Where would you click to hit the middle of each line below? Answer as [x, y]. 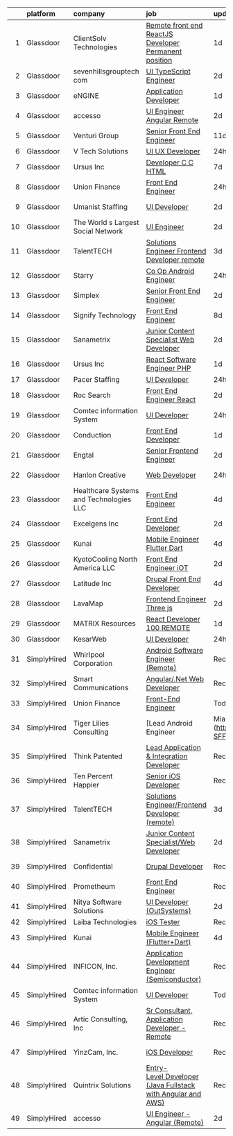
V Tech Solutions [101, 151]
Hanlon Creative [100, 475]
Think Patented [98, 756]
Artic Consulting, [101, 1019]
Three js [159, 608]
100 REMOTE [168, 628]
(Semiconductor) [174, 979]
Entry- [157, 1068]
